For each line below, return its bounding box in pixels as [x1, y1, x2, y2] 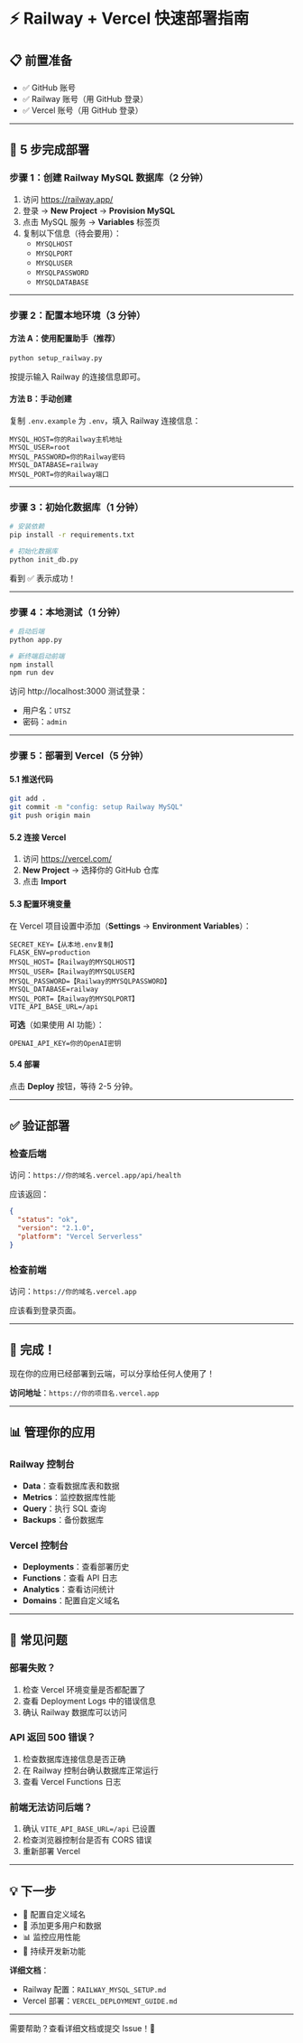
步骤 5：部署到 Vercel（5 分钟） [9, 750, 149, 762]
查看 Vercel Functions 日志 [22, 1776, 122, 1786]
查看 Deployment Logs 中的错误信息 [22, 1695, 156, 1706]
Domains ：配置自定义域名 [22, 1595, 120, 1606]
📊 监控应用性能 [22, 1931, 81, 1942]
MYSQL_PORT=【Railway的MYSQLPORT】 [9, 994, 139, 1003]
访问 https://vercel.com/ [22, 854, 113, 864]
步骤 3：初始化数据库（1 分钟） [9, 500, 144, 513]
